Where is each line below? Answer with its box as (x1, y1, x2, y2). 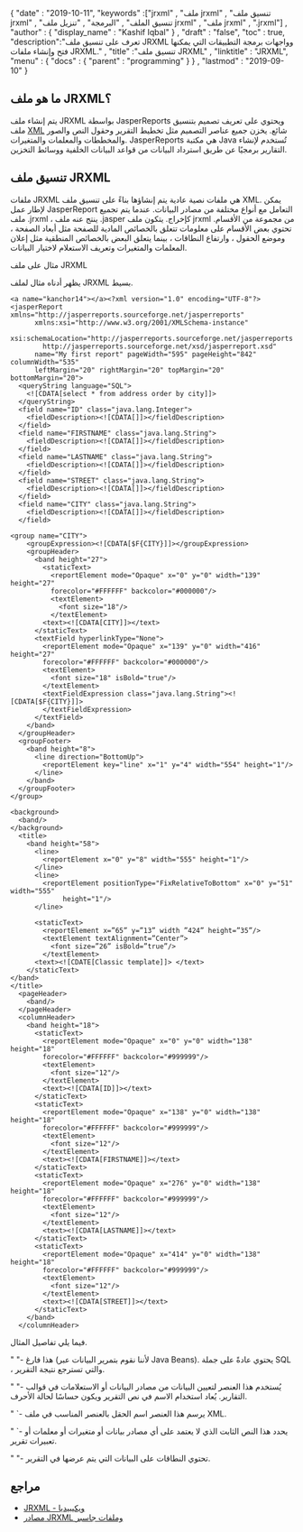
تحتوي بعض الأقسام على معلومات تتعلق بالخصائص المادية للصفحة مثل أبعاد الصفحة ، (10, 223, 292, 234)
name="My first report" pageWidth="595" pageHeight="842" (33, 349, 257, 359)
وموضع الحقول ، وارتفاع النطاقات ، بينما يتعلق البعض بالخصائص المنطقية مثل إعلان (10, 232, 286, 243)
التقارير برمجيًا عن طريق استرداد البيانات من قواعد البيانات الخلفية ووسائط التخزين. (10, 143, 288, 154)
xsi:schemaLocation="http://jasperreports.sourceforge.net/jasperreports (10, 334, 294, 343)
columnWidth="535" (10, 357, 79, 366)
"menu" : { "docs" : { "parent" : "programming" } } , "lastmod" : (10, 56, 244, 66)
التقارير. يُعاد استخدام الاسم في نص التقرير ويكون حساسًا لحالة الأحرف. (10, 1390, 248, 1401)
